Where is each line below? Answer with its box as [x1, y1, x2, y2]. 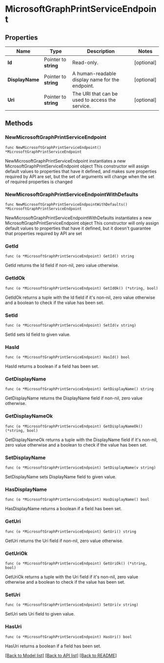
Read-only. [72, 59, 99, 66]
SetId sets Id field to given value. [5, 331, 71, 337]
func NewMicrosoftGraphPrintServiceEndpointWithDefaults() [5, 202, 128, 207]
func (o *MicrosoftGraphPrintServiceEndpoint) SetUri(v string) [5, 602, 139, 608]
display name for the [72, 76, 120, 83]
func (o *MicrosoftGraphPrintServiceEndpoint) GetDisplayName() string [5, 387, 154, 392]
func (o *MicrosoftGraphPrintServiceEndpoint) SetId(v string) [5, 323, 137, 328]
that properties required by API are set [5, 230, 82, 236]
